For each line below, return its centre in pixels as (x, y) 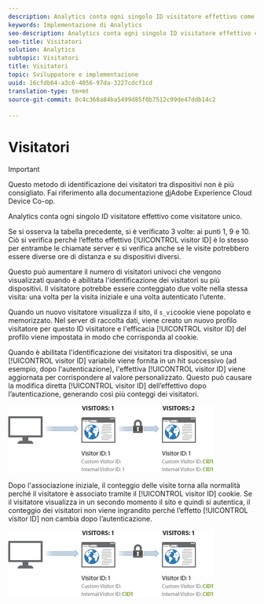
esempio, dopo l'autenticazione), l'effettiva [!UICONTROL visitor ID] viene (127, 369)
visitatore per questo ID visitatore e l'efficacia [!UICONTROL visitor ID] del (127, 329)
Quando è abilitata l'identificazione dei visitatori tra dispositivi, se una (121, 353)
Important (24, 170)
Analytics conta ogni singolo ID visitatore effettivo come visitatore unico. (125, 217)
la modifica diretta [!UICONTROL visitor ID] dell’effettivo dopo (107, 386)
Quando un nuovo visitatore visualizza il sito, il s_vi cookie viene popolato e (130, 312)
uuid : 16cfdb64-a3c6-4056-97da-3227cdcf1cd (81, 82)
